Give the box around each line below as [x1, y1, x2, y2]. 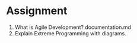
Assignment [6, 4, 68, 18]
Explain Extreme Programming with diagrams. [14, 29, 126, 37]
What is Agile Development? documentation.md [14, 24, 132, 31]
